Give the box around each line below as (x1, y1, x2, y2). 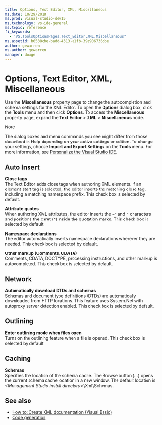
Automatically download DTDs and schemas (5, 287, 96, 293)
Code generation (12, 415, 46, 421)
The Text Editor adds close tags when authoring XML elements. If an (5, 181, 142, 187)
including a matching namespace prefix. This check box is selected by (5, 191, 145, 197)
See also (5, 396, 31, 405)
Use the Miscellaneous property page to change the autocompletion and (5, 99, 151, 105)
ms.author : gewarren (5, 47, 47, 52)
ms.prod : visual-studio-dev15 (5, 16, 66, 21)
